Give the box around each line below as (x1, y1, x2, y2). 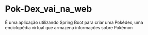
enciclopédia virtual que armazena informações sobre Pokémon (5, 24, 133, 30)
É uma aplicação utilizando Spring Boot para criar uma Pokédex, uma (5, 19, 143, 25)
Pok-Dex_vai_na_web (5, 3, 92, 15)
